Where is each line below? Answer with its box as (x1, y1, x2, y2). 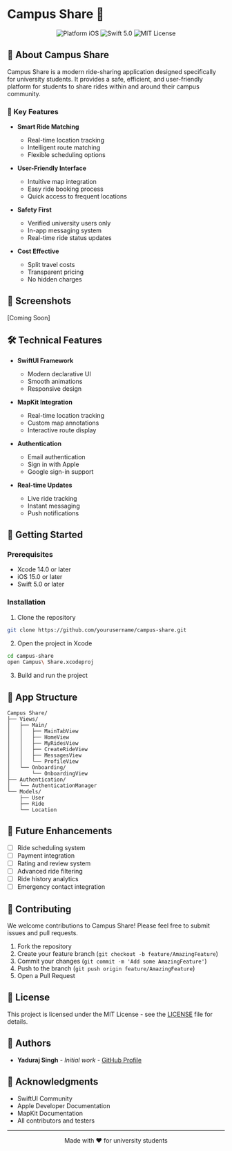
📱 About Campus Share (7, 49, 109, 61)
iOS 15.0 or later (17, 573, 63, 581)
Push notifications (27, 508, 79, 517)
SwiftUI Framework (17, 356, 74, 365)
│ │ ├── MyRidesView (7, 740, 79, 747)
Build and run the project (17, 671, 88, 680)
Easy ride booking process (27, 185, 104, 193)
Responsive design (27, 384, 82, 393)
